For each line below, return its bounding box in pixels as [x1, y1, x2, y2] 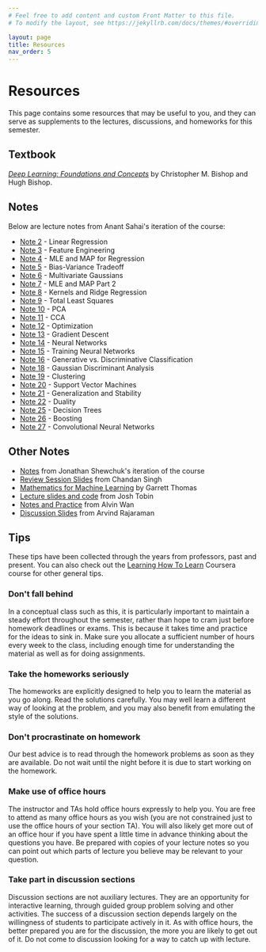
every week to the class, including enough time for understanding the [8, 640, 235, 649]
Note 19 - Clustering [19, 371, 85, 381]
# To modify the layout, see [8, 19, 104, 27]
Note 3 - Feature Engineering [19, 245, 116, 254]
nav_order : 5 [8, 48, 51, 56]
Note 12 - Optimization [19, 321, 93, 330]
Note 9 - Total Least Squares [19, 295, 114, 305]
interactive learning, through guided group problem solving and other [8, 901, 234, 910]
